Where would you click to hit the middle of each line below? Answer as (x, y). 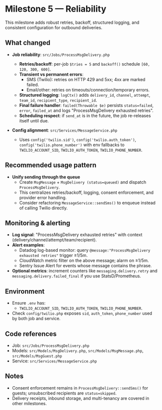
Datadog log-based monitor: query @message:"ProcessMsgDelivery (85, 250)
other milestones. (29, 403)
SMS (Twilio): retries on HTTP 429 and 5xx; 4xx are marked (86, 79)
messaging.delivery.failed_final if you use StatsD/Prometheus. (76, 276)
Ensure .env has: (29, 303)
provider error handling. (43, 197)
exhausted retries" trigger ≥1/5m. (53, 256)
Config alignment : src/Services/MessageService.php (65, 130)
